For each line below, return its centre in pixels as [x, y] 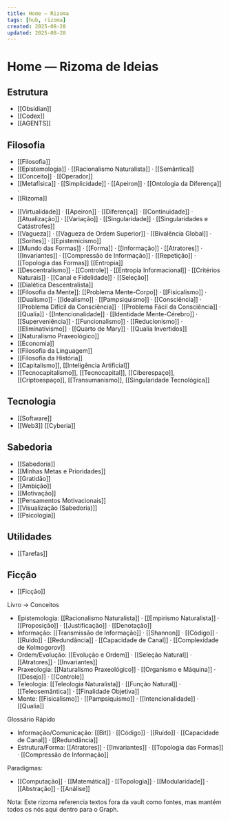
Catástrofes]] [36, 226]
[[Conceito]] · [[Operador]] [55, 176]
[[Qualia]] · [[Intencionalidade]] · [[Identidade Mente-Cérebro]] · [107, 314]
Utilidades [30, 537]
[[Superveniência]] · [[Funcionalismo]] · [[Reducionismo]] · [100, 322]
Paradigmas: [25, 768]
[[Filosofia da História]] [50, 358]
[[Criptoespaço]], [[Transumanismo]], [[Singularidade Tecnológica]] [113, 380]
